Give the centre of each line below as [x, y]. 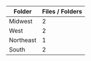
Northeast [23, 40]
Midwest [21, 21]
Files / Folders [62, 11]
